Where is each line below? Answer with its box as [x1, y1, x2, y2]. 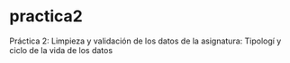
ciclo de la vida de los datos [9, 44, 113, 55]
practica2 [9, 6, 83, 27]
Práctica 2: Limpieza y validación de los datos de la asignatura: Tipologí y [9, 35, 282, 46]
